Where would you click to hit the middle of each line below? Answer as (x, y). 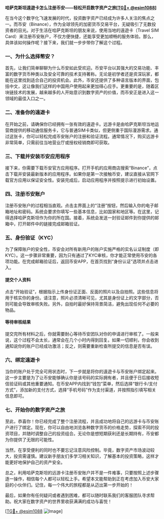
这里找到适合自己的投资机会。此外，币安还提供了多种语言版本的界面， (84, 80)
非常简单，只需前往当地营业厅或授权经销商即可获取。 (59, 142)
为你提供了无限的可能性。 (31, 440)
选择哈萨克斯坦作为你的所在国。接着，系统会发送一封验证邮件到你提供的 (82, 218)
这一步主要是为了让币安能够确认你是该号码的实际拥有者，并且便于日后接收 (80, 378)
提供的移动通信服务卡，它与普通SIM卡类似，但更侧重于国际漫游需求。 (84, 130)
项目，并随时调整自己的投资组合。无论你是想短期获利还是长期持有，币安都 (84, 434)
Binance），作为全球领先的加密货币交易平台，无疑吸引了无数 (91, 24)
